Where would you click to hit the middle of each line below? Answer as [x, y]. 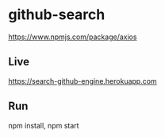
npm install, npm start [44, 125]
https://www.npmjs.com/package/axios [73, 37]
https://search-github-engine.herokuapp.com [82, 81]
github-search [57, 15]
